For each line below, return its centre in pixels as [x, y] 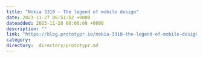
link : [13, 34]
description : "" [27, 29]
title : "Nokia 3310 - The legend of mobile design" [72, 12]
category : [19, 40]
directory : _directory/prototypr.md [52, 46]
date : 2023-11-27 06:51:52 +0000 [48, 18]
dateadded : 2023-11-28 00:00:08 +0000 [55, 23]
